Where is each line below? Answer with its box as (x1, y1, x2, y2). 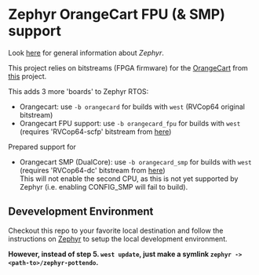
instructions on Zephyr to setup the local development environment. (8, 233, 228, 244)
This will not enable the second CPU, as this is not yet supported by (19, 174, 239, 183)
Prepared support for (8, 142, 77, 151)
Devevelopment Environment (8, 205, 154, 219)
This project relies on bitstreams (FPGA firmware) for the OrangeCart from (8, 63, 249, 72)
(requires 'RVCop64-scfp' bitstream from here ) (19, 127, 172, 136)
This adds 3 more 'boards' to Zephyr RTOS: (8, 86, 149, 96)
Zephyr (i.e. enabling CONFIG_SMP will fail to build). (19, 182, 188, 191)
